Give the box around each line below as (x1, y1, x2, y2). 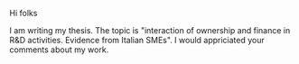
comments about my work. (9, 44, 109, 55)
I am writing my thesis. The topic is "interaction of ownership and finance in (9, 25, 291, 35)
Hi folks (9, 8, 38, 18)
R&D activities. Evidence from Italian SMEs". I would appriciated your (9, 35, 265, 45)
